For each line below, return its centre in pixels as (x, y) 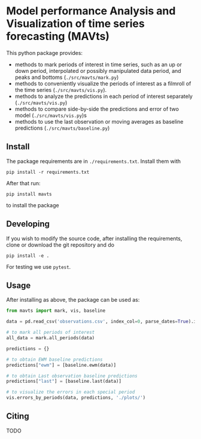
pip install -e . (28, 256)
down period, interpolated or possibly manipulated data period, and (98, 70)
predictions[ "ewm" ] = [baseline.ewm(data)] (61, 365)
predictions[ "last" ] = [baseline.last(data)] (64, 381)
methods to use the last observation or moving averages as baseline (99, 121)
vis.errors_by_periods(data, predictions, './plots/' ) (76, 398)
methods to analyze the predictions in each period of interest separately (104, 96)
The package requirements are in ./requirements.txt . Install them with (94, 161)
